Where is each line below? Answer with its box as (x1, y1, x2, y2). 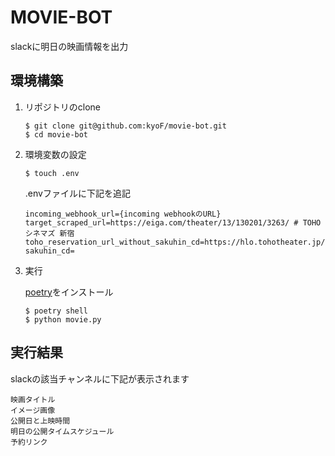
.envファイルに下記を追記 (24, 187, 131, 199)
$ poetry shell (24, 306, 89, 316)
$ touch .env (24, 168, 80, 178)
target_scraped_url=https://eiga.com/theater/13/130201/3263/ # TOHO (24, 217, 322, 228)
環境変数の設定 (24, 148, 87, 160)
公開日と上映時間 (10, 416, 71, 426)
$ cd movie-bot (24, 129, 89, 140)
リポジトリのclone (24, 101, 102, 113)
